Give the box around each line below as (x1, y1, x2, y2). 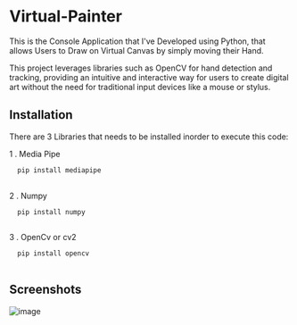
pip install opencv (17, 249, 90, 258)
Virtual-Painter (9, 6, 123, 27)
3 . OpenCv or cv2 (9, 232, 78, 243)
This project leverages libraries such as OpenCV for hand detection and (9, 62, 273, 73)
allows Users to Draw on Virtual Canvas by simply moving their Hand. (9, 45, 265, 55)
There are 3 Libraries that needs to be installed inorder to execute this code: (9, 131, 289, 142)
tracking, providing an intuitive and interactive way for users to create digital (9, 71, 289, 82)
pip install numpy (17, 207, 87, 216)
